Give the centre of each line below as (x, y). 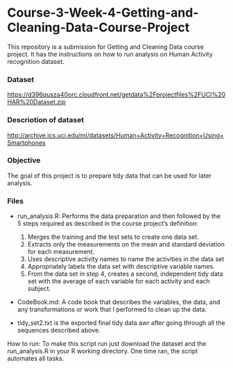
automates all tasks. (36, 358)
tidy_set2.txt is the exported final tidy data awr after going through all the (121, 323)
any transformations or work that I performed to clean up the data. (112, 310)
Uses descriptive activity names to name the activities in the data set (126, 259)
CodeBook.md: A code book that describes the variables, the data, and (119, 302)
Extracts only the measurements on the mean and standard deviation (126, 244)
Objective (24, 160)
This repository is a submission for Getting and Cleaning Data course (106, 47)
